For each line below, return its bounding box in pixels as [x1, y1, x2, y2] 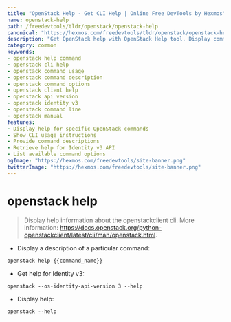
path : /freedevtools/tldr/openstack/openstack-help [7, 23, 158, 30]
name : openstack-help [7, 17, 69, 23]
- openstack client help [7, 87, 78, 94]
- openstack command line [7, 106, 81, 113]
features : [7, 118, 36, 126]
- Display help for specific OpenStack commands [7, 125, 149, 132]
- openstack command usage [7, 67, 85, 74]
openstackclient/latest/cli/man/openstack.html [23, 230, 156, 239]
